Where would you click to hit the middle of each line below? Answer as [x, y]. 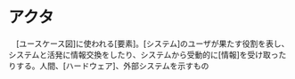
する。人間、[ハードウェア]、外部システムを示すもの [112, 66]
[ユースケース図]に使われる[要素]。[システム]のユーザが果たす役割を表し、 [152, 43]
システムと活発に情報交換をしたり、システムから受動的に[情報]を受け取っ [143, 54]
